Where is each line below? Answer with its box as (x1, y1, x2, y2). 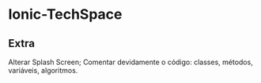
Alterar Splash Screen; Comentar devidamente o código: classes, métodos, (8, 57, 253, 67)
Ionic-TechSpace (8, 5, 123, 23)
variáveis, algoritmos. (8, 66, 78, 75)
